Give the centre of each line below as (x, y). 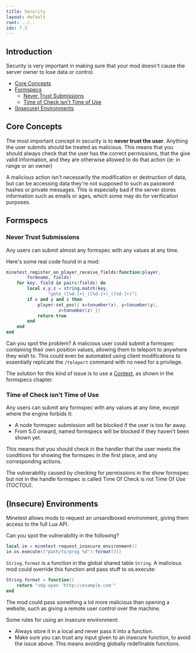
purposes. (18, 202)
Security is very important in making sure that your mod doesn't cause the (96, 66)
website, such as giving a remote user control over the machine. (83, 608)
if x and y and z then (55, 299)
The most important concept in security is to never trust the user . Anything (97, 141)
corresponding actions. (34, 462)
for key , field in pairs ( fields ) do (61, 283)
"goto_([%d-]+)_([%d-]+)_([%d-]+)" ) (92, 294)
